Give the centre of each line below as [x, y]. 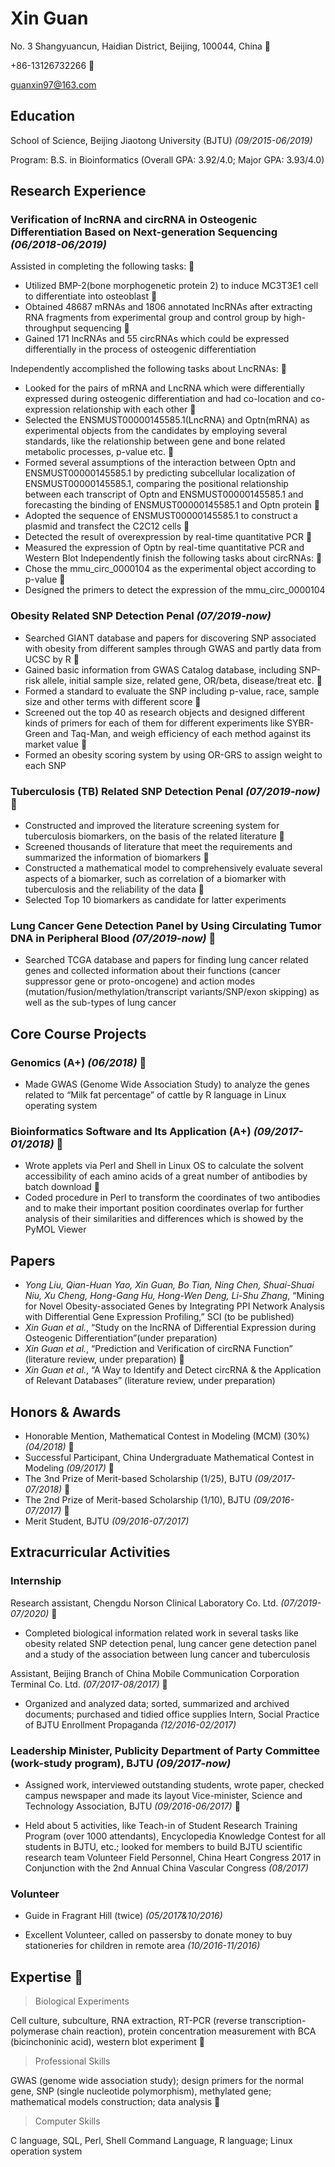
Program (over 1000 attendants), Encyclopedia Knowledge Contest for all [175, 1836]
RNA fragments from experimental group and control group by [153, 318]
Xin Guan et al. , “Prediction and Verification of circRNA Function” [158, 1349]
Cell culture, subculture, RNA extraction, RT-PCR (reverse [129, 2021]
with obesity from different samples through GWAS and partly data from [173, 648]
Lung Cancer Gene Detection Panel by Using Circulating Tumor [166, 925]
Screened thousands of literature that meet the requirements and [158, 847]
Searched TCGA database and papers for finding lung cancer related [166, 960]
